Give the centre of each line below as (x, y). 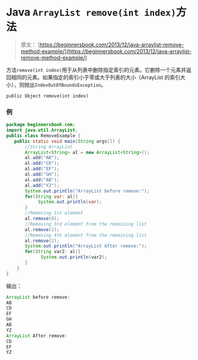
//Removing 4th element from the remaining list (86, 235)
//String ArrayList (49, 147)
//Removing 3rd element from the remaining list (86, 224)
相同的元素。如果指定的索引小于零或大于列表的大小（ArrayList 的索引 (96, 77)
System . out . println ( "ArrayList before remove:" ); (87, 191)
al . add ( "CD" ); (42, 163)
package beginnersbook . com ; (41, 125)
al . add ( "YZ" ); (42, 185)
